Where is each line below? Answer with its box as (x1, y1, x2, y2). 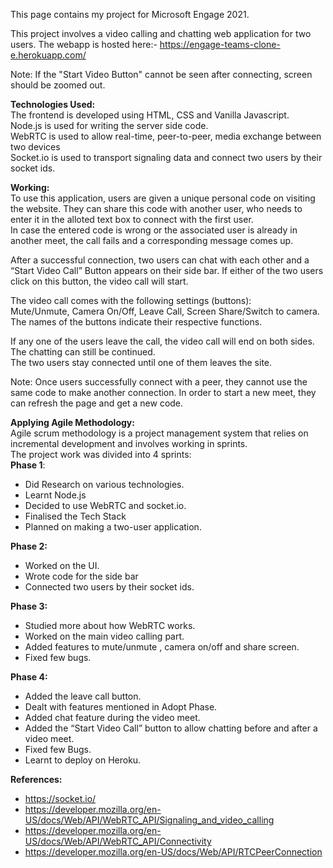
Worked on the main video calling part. (24, 630, 185, 642)
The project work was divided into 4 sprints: (10, 449, 192, 460)
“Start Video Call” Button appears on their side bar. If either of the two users (10, 265, 324, 276)
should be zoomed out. (10, 79, 106, 91)
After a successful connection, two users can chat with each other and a (10, 254, 310, 266)
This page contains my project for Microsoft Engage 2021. (10, 9, 250, 20)
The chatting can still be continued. (10, 346, 156, 358)
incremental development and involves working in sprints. (10, 438, 248, 449)
